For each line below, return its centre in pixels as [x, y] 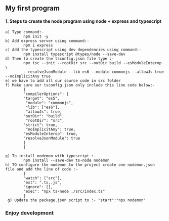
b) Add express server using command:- [47, 41]
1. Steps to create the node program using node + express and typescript [83, 21]
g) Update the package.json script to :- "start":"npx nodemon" [76, 200]
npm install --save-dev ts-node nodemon [67, 160]
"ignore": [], [38, 187]
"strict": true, [40, 125]
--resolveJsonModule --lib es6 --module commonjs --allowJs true [94, 72]
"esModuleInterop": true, [51, 134]
